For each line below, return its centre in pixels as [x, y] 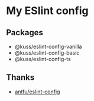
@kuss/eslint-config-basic [47, 53]
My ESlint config [47, 11]
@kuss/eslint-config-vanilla [48, 46]
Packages [25, 33]
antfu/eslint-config [37, 92]
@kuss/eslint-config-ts [43, 59]
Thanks [20, 78]
